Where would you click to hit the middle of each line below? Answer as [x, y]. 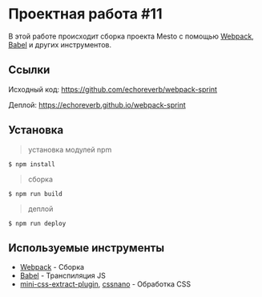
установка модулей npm [70, 149]
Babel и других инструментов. [60, 44]
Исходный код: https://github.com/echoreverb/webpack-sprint [113, 89]
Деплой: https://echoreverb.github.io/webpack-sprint [97, 104]
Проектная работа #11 [85, 14]
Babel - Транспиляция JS [62, 276]
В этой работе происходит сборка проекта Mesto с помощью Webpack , [131, 36]
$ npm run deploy [37, 223]
